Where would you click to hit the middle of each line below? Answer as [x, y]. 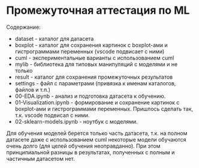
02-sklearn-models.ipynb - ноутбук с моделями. [76, 121]
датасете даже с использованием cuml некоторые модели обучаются [97, 139]
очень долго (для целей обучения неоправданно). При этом [83, 146]
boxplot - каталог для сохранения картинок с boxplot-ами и [91, 45]
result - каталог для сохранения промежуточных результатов [94, 77]
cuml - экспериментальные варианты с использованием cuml [94, 58]
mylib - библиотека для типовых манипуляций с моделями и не [96, 64]
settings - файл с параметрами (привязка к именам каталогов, [95, 83]
